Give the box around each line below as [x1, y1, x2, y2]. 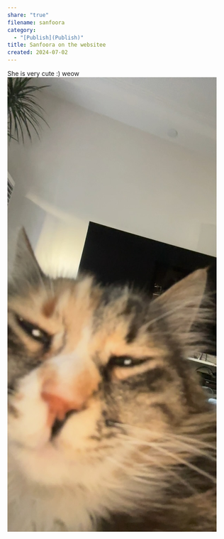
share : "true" [7, 11, 50, 18]
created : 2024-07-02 [7, 49, 69, 56]
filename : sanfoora [7, 18, 65, 26]
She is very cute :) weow [7, 70, 79, 77]
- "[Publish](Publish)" [13, 34, 84, 41]
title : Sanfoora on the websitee [7, 41, 106, 49]
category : [7, 26, 37, 33]
